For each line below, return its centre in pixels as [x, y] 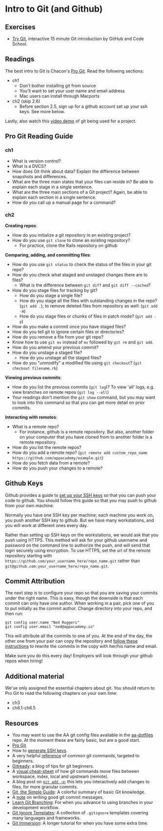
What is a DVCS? [29, 166]
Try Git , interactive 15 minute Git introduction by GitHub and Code [78, 39]
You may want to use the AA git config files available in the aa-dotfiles [82, 735]
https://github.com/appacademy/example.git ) [58, 458]
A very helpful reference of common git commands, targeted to [76, 756]
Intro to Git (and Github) [54, 9]
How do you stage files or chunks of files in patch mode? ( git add [86, 316]
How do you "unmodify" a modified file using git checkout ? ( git [77, 363]
